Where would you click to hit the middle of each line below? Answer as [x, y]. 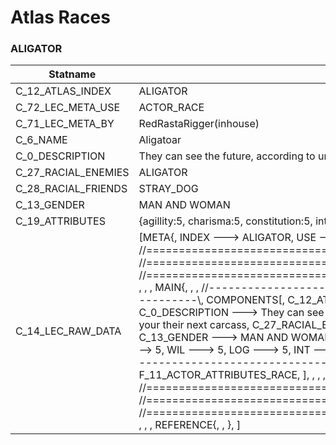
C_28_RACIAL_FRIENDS [71, 189]
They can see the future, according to [227, 156]
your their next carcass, [194, 325]
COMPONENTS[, [245, 300]
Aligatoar [160, 140]
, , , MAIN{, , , [168, 288]
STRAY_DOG [168, 189]
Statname [72, 74]
